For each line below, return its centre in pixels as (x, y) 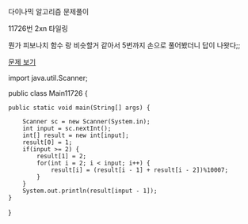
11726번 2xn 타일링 (38, 28)
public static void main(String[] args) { (79, 108)
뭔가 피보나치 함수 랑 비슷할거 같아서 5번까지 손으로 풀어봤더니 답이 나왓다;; (124, 45)
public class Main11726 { (48, 93)
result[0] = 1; (48, 142)
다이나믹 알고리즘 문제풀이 (49, 11)
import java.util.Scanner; (48, 78)
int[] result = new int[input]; (76, 135)
